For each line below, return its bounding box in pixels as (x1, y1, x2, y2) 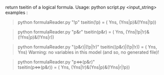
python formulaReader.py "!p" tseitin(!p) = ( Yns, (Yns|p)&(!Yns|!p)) (17, 19, 156, 25)
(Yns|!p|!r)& (125, 29, 150, 34)
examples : (5, 9, 28, 15)
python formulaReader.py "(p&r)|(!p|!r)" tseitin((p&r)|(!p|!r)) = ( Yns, (17, 44, 157, 49)
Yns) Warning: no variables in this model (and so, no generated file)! (17, 49, 159, 55)
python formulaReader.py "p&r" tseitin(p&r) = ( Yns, (17, 29, 125, 34)
